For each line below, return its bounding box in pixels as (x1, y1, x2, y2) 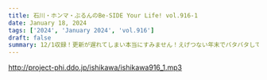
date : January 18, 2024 (8, 19, 87, 27)
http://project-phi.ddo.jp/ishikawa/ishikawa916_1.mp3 (8, 63, 183, 72)
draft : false (8, 33, 52, 42)
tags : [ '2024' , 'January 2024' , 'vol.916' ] (8, 26, 155, 34)
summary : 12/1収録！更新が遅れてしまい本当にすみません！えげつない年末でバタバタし (8, 41, 256, 49)
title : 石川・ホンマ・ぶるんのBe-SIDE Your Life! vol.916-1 (8, 11, 199, 20)
